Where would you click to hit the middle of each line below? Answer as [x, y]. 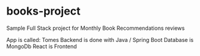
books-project [43, 11]
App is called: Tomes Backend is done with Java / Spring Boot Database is [100, 40]
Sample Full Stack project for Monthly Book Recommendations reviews [96, 28]
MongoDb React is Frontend [42, 46]
